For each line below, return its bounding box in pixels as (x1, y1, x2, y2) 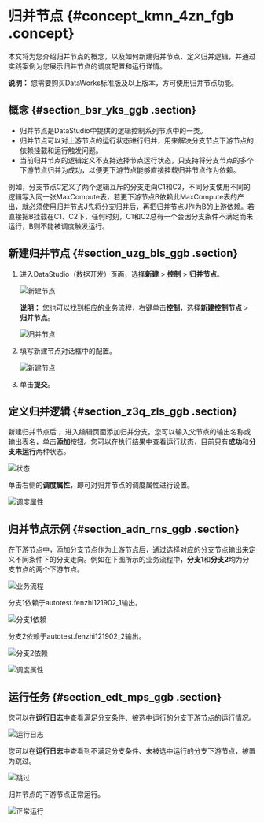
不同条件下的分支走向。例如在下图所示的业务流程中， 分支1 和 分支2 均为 (14, 555, 243, 564)
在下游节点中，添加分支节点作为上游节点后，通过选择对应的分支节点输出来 (8, 545, 249, 554)
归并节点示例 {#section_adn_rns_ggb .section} (8, 522, 240, 536)
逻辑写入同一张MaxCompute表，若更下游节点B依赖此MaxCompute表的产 (8, 192, 245, 201)
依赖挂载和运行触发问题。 (19, 145, 103, 155)
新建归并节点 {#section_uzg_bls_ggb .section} (8, 247, 238, 260)
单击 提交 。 (19, 379, 55, 389)
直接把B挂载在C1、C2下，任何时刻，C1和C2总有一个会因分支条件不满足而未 (8, 211, 254, 221)
